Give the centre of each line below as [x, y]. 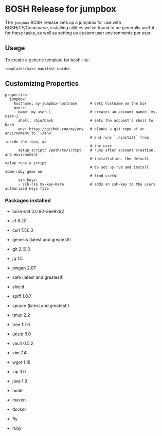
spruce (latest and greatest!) [41, 306]
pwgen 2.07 [24, 268]
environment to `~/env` [29, 133]
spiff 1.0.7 [22, 296]
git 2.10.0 [21, 249]
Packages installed [28, 200]
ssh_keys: [28, 180]
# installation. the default [119, 159]
